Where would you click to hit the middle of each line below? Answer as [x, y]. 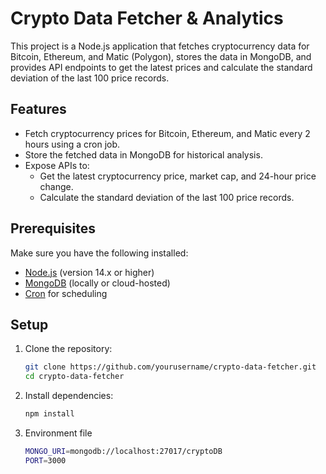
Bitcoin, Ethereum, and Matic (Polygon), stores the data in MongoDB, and [161, 56]
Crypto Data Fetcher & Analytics [147, 18]
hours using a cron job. [72, 144]
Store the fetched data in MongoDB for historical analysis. [143, 154]
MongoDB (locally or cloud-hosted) [97, 283]
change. [56, 186]
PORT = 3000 [45, 460]
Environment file [58, 433]
